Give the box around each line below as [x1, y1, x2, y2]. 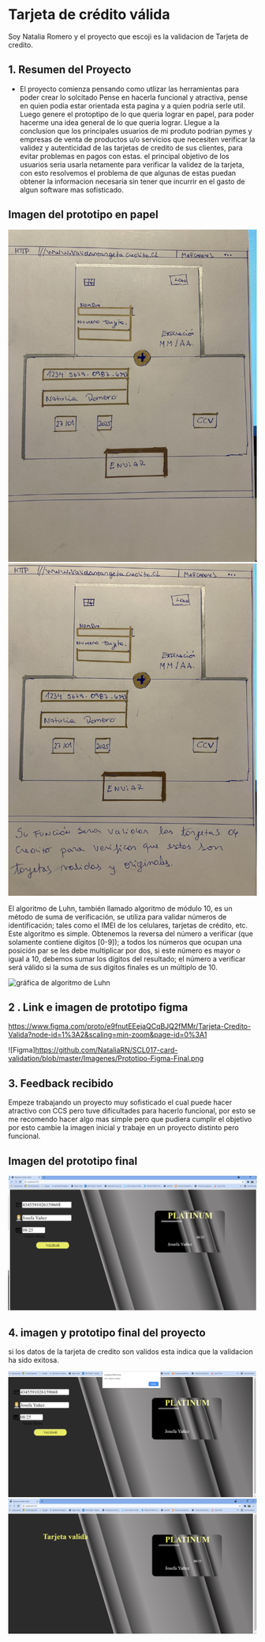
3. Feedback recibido [8, 1076, 114, 1090]
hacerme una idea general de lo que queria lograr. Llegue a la [19, 117, 220, 127]
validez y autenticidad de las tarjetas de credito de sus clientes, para [19, 142, 243, 152]
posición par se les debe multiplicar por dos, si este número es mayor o [8, 946, 241, 955]
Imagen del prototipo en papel [8, 208, 159, 222]
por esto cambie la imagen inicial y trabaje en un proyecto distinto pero [8, 1123, 239, 1132]
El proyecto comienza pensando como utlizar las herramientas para [19, 84, 239, 93]
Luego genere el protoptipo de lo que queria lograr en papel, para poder [19, 109, 255, 119]
